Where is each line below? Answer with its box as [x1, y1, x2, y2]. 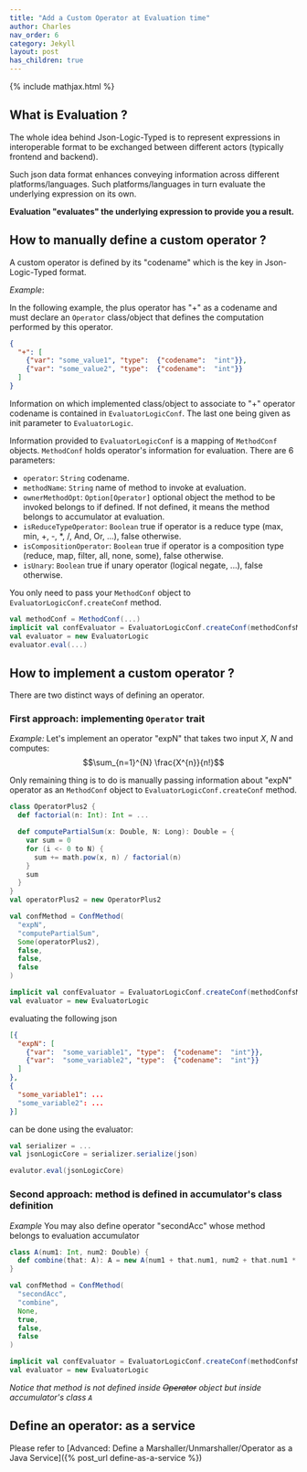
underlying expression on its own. [9, 188, 137, 199]
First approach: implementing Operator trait [9, 712, 206, 725]
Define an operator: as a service [9, 1418, 196, 1434]
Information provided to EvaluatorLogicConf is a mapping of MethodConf [9, 435, 278, 446]
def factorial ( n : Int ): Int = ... [17, 811, 149, 820]
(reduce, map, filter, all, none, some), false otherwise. [22, 549, 224, 560]
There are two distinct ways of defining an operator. [9, 689, 206, 700]
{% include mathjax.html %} [9, 81, 115, 91]
